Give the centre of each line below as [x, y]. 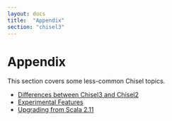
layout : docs [27, 14]
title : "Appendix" [36, 20]
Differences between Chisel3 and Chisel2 [78, 95]
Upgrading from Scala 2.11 [56, 110]
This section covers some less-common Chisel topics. [86, 81]
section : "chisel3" [36, 27]
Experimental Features [50, 102]
